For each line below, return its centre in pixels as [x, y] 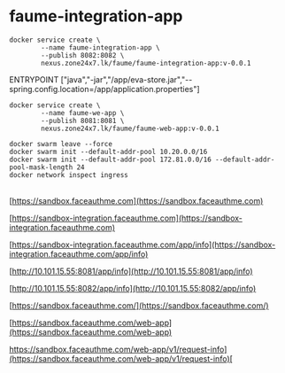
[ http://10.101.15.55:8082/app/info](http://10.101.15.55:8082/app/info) [133, 288]
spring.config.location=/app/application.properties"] [105, 89]
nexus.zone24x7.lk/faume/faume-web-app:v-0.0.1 [130, 128]
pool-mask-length [41, 167]
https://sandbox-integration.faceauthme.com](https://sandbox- [127, 218]
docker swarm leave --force [61, 144]
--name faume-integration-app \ [101, 47]
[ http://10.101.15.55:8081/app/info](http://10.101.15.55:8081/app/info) [131, 271]
